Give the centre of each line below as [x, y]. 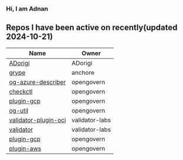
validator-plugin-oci [38, 120]
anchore [83, 72]
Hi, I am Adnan [27, 9]
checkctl [21, 91]
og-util [19, 110]
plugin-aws [25, 148]
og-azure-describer [38, 82]
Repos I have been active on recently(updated [92, 28]
